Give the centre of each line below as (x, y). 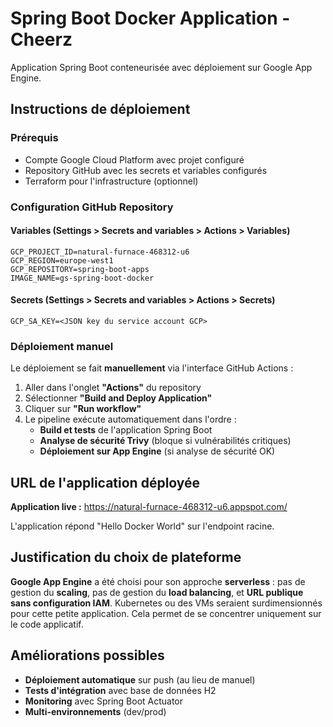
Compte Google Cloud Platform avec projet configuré (134, 159)
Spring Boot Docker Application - (150, 18)
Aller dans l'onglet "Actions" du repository (113, 388)
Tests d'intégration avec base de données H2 (120, 690)
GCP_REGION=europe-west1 (62, 260)
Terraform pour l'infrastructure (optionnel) (111, 181)
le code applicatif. (47, 624)
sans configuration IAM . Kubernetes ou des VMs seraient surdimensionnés (166, 603)
